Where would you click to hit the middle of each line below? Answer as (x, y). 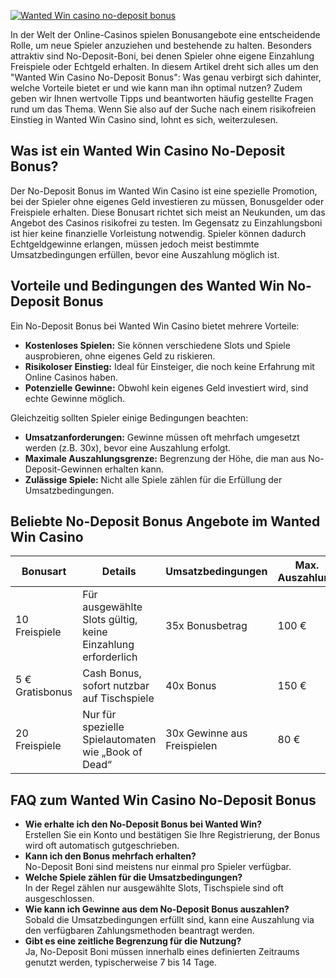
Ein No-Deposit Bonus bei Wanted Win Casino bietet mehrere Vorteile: (155, 326)
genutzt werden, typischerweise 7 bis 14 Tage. (120, 962)
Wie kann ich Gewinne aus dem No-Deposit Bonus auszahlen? (157, 909)
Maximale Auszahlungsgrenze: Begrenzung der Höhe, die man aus (165, 458)
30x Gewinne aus (206, 733)
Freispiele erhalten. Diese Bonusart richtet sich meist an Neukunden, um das (168, 212)
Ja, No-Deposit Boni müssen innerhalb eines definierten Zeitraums (162, 952)
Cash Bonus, (112, 673)
